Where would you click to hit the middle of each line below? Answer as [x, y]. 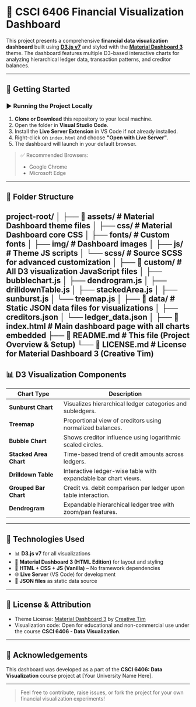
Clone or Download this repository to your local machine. [83, 119]
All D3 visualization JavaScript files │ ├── [84, 272]
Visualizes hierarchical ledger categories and [125, 404]
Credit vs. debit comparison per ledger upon [124, 488]
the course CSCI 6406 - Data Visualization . [67, 631]
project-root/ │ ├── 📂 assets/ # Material [80, 217]
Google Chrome [48, 167]
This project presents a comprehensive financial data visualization [87, 40]
